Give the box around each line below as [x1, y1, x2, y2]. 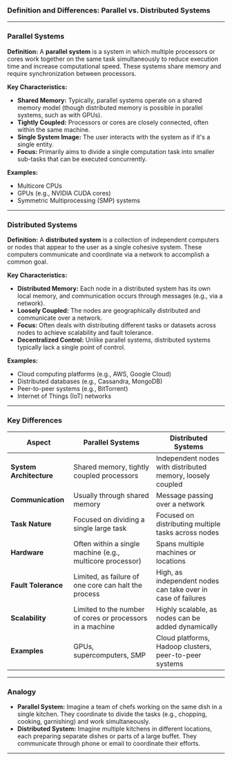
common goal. [7, 258, 48, 266]
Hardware [10, 548, 43, 557]
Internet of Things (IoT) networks [17, 392, 112, 400]
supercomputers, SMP [73, 651, 146, 660]
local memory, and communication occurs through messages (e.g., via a [17, 291, 223, 300]
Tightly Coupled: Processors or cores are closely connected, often [17, 118, 209, 126]
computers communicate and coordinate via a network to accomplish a [7, 250, 210, 258]
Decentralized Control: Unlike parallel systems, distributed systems [17, 336, 211, 344]
